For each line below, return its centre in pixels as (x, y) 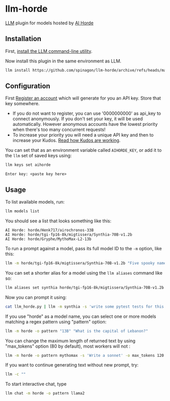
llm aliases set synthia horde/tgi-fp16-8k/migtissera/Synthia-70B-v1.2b (85, 287)
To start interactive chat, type (36, 384)
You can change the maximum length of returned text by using (70, 341)
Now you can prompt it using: (36, 297)
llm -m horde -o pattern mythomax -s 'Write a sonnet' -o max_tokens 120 (85, 355)
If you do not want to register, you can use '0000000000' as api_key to (87, 113)
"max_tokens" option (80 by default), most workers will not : (68, 346)
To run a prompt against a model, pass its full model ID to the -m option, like (83, 248)
